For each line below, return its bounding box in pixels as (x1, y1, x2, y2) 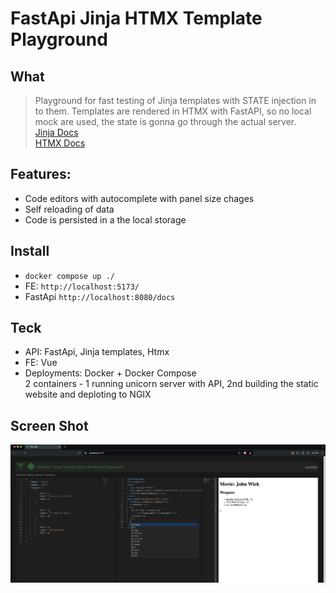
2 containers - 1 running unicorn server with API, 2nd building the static (24, 378, 319, 390)
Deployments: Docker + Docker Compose (24, 367, 197, 379)
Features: (10, 166, 72, 183)
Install (10, 243, 50, 260)
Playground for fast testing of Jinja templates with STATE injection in (34, 95, 317, 106)
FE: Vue (24, 357, 58, 369)
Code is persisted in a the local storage (24, 213, 187, 226)
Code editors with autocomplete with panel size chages (24, 192, 255, 204)
